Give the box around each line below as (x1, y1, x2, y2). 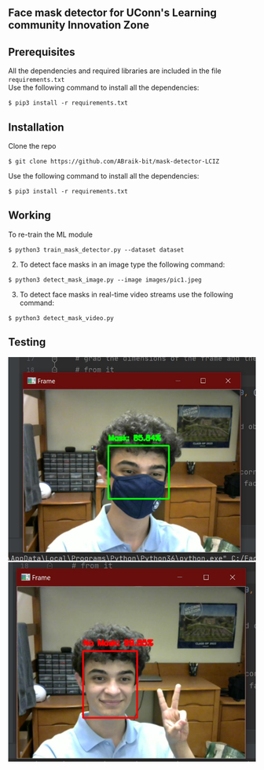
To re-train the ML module (8, 230, 93, 239)
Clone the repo (8, 142, 57, 151)
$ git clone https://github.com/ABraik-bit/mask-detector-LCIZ (8, 157, 220, 166)
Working (8, 208, 51, 223)
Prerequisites (8, 45, 75, 58)
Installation (8, 120, 64, 134)
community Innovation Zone (8, 19, 150, 32)
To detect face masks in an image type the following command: (19, 260, 225, 269)
